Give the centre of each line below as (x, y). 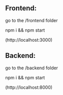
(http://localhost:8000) (29, 87)
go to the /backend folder (32, 68)
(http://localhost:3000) (29, 40)
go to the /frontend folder (31, 20)
